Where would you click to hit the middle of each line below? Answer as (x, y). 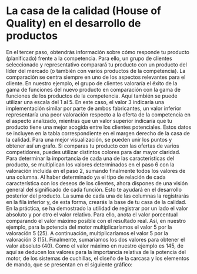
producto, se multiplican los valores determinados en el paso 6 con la (90, 164)
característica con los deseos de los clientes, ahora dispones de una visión (97, 183)
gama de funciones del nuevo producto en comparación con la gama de (94, 89)
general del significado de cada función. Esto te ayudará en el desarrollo (94, 189)
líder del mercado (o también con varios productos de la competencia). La (96, 71)
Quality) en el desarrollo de (74, 23)
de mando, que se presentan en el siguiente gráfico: (69, 264)
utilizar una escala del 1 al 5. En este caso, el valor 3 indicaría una (85, 102)
